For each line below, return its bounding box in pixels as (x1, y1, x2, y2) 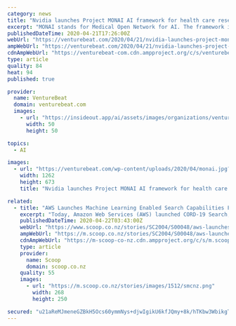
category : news (7, 10, 52, 18)
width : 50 (25, 121, 55, 128)
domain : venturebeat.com (13, 101, 86, 109)
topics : (7, 140, 30, 147)
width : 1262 (20, 172, 55, 179)
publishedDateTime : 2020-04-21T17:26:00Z (7, 29, 131, 37)
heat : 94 (7, 69, 33, 76)
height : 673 (20, 179, 55, 186)
